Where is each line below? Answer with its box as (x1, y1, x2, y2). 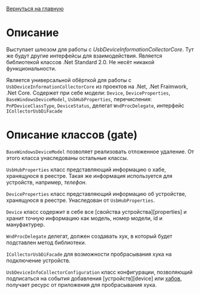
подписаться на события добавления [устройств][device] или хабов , (6, 275, 182, 282)
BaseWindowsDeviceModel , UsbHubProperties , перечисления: (6, 95, 152, 102)
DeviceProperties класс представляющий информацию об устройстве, (6, 190, 187, 197)
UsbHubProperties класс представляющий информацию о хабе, (6, 166, 166, 173)
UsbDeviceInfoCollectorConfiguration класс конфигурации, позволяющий (6, 268, 193, 275)
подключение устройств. (6, 257, 70, 264)
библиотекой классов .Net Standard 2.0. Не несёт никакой (6, 58, 155, 65)
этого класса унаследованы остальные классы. (6, 154, 128, 161)
